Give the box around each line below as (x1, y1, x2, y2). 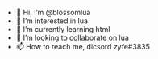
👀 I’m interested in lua (15, 16, 89, 26)
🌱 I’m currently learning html (15, 25, 110, 33)
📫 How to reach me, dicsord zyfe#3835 (15, 42, 151, 51)
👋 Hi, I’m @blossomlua (15, 8, 91, 17)
